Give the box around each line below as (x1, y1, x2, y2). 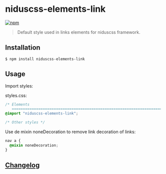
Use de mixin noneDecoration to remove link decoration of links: (5, 129, 136, 135)
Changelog (5, 161, 40, 170)
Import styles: (5, 83, 34, 89)
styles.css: (5, 92, 27, 98)
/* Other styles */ (5, 120, 45, 125)
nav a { (5, 139, 21, 144)
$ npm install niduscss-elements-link (5, 57, 85, 61)
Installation (5, 43, 41, 52)
